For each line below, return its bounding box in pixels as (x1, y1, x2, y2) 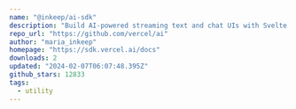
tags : (9, 78, 29, 87)
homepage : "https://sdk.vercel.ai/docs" (9, 46, 161, 54)
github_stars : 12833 (9, 70, 86, 79)
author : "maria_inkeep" (9, 37, 97, 47)
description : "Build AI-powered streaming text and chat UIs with (9, 21, 260, 30)
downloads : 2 (9, 54, 58, 62)
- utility (17, 86, 53, 95)
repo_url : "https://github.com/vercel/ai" (9, 29, 168, 38)
